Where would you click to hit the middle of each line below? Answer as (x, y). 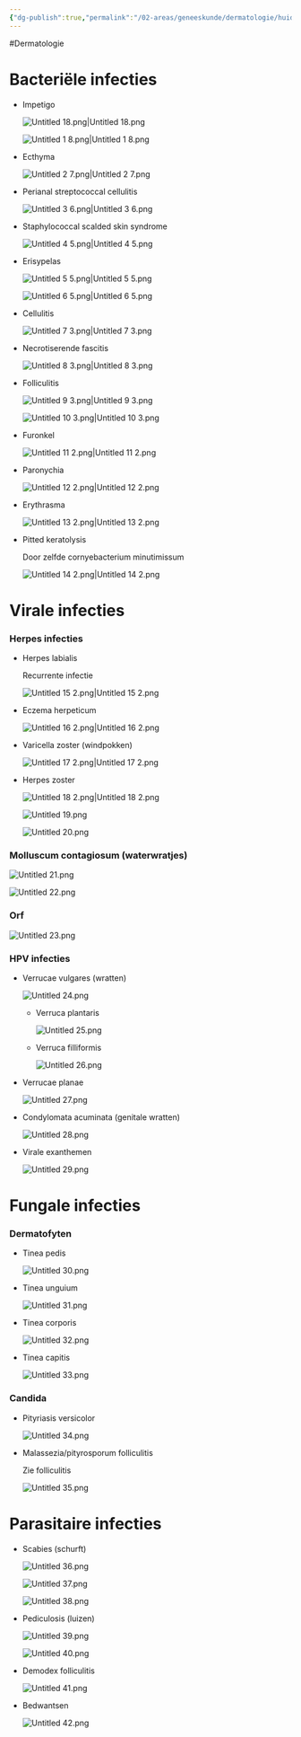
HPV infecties (40, 958)
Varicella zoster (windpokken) (77, 745)
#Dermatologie (37, 43)
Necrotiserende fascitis (65, 348)
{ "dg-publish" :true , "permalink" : (72, 18)
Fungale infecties (75, 1206)
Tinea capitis (46, 1358)
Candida (28, 1398)
